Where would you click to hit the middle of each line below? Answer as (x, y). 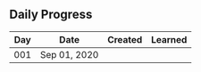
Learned (169, 39)
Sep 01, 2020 (69, 54)
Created (125, 39)
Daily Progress (51, 15)
